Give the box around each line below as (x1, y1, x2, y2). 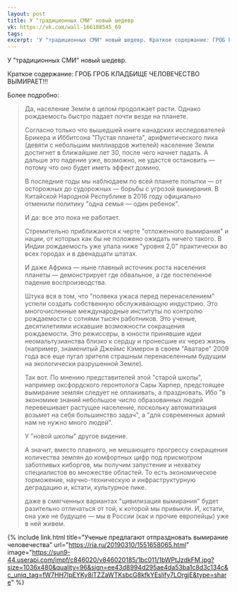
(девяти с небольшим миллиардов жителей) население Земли (24, 141, 214, 149)
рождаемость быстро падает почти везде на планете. (24, 112, 188, 121)
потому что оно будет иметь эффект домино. (24, 163, 161, 172)
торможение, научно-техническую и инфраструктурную (24, 476, 196, 484)
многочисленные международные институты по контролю (24, 307, 203, 315)
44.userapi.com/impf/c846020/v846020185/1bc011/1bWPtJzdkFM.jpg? (7, 556, 214, 564)
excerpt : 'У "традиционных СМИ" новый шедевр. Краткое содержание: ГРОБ (7, 37, 226, 44)
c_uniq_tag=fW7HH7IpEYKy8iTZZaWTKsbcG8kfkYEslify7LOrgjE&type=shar (7, 570, 227, 580)
